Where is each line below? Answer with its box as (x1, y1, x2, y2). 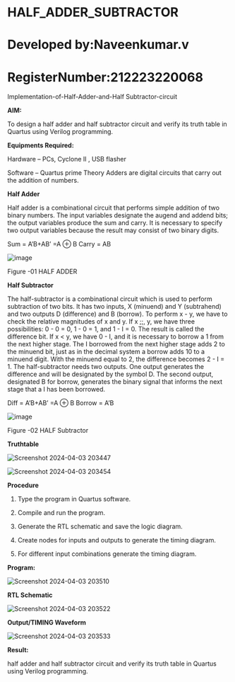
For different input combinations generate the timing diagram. (17, 550, 197, 558)
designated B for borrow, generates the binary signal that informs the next (7, 377, 222, 386)
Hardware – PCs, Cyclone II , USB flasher (7, 155, 127, 164)
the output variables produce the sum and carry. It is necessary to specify (7, 219, 223, 227)
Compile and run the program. (17, 508, 106, 517)
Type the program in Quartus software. (17, 495, 131, 504)
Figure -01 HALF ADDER (7, 267, 78, 276)
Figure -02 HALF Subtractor (7, 426, 89, 435)
